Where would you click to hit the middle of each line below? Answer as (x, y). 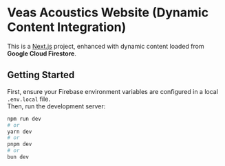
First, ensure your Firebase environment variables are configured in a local (113, 91)
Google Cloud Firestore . (42, 54)
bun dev (18, 157)
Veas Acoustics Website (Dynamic (108, 13)
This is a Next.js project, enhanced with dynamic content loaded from (106, 46)
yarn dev (20, 132)
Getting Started (41, 75)
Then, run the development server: (56, 106)
